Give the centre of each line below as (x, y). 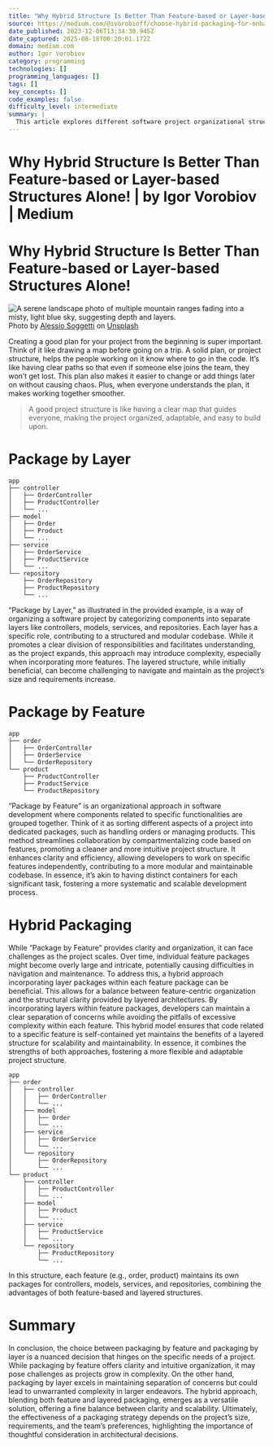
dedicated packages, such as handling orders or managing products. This (132, 832)
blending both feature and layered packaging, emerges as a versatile (123, 1400)
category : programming (47, 62)
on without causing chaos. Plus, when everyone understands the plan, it (129, 385)
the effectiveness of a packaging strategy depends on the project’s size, (129, 1417)
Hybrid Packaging (70, 925)
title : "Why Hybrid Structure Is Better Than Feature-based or (118, 16)
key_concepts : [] (38, 92)
